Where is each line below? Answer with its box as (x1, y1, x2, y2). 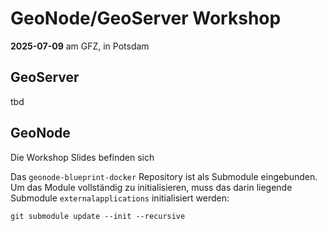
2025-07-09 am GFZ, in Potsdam (10, 40, 150, 52)
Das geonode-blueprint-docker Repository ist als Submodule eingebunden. (10, 170, 318, 182)
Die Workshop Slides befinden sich (10, 151, 155, 163)
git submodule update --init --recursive (10, 211, 186, 221)
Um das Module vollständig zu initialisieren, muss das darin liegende (10, 181, 293, 193)
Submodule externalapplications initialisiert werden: (10, 192, 230, 204)
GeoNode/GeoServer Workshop (10, 7, 282, 30)
